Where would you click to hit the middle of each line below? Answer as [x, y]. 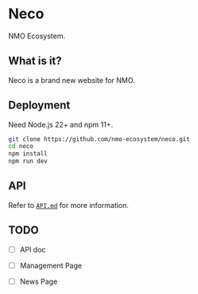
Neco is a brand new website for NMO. [72, 80]
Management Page [50, 265]
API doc [33, 249]
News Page [39, 281]
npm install [28, 154]
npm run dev [28, 161]
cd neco [21, 147]
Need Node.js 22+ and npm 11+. [61, 124]
